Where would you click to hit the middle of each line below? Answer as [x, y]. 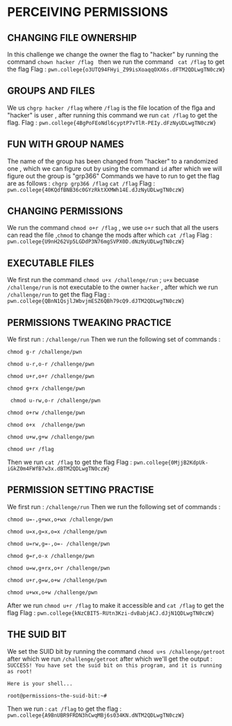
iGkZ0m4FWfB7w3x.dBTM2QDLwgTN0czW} [59, 469]
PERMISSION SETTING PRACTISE [81, 490]
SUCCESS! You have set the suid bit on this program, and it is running [115, 665]
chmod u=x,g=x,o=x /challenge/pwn [57, 531]
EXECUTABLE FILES [51, 263]
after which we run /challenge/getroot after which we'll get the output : [110, 659]
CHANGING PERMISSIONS [65, 212]
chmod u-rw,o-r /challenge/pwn [55, 401]
